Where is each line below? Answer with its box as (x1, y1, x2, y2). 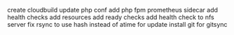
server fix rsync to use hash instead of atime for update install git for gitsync (7, 21, 228, 28)
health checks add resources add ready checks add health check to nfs (7, 13, 215, 21)
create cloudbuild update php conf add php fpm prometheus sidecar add (7, 6, 219, 14)
